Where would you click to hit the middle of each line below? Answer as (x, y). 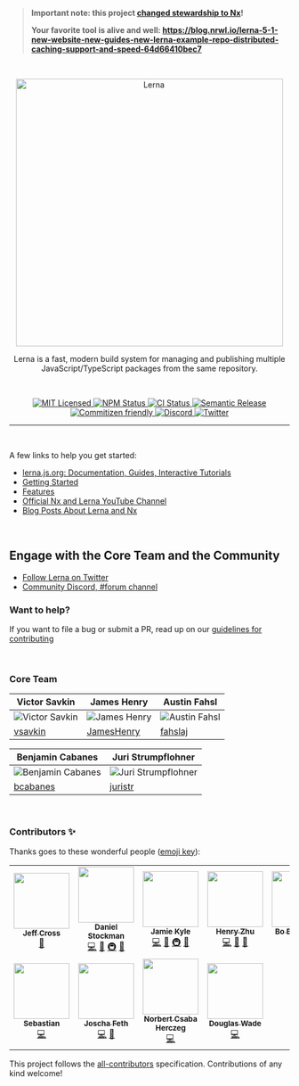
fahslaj (174, 732)
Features (38, 491)
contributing (32, 639)
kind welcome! (36, 1073)
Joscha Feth (106, 1023)
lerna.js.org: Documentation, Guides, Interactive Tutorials (126, 473)
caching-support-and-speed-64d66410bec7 (116, 49)
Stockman (106, 936)
